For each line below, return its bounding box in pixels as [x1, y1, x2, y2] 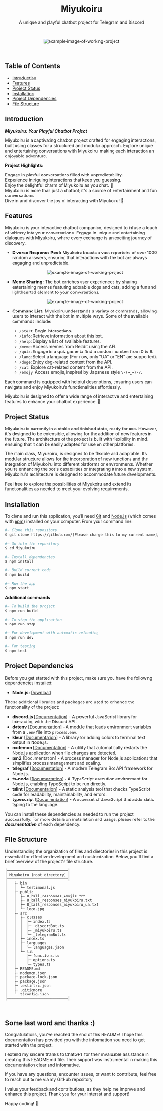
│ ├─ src [5, 911, 27, 916]
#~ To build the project [5, 604, 55, 609]
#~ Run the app [5, 581, 36, 586]
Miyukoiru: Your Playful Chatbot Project [5, 128, 87, 134]
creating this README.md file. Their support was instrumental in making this [5, 1057, 158, 1063]
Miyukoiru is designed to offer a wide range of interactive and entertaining [5, 393, 154, 399]
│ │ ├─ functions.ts [5, 954, 60, 958]
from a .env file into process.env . [12, 729, 78, 735]
